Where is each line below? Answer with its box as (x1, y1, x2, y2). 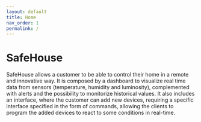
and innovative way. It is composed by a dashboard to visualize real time (6, 77, 186, 84)
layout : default (6, 8, 47, 15)
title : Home (6, 14, 36, 20)
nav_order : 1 (6, 20, 39, 26)
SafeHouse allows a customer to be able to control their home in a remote (6, 71, 189, 78)
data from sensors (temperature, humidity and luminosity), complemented (6, 84, 190, 91)
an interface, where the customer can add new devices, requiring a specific (6, 96, 194, 103)
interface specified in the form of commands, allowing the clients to (6, 103, 174, 110)
